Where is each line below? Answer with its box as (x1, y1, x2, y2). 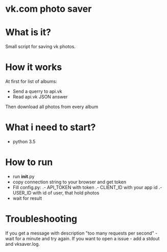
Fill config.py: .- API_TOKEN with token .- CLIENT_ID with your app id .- (12, 184, 162, 190)
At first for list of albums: (5, 78, 58, 85)
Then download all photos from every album (5, 103, 99, 110)
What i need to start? (5, 121, 96, 133)
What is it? (5, 27, 52, 38)
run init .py (12, 173, 35, 179)
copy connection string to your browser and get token (12, 179, 127, 185)
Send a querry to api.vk (12, 88, 62, 95)
